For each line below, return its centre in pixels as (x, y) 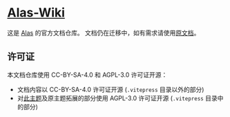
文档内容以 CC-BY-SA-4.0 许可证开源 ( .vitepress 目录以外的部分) (111, 89)
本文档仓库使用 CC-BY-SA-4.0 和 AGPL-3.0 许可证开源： (87, 75)
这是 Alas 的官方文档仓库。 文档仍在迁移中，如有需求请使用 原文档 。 (104, 33)
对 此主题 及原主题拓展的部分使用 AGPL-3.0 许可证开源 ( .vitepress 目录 (117, 98)
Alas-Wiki (36, 13)
